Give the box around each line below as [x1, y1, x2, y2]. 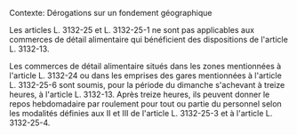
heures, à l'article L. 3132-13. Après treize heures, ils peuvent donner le [9, 89, 270, 99]
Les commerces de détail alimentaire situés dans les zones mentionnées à [9, 61, 282, 71]
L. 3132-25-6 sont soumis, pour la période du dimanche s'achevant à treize [9, 80, 285, 90]
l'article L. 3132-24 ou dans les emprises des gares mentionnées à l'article [9, 70, 282, 81]
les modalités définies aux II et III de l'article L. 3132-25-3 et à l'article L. [9, 108, 273, 118]
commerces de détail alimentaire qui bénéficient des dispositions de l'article [9, 35, 289, 44]
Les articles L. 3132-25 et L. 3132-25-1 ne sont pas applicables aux [9, 25, 255, 35]
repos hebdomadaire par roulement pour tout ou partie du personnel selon [9, 99, 282, 109]
